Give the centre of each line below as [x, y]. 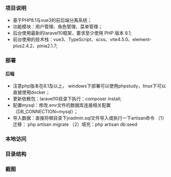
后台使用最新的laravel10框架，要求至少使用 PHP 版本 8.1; [72, 33]
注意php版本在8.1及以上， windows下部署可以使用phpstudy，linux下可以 [89, 86]
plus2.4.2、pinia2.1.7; [35, 46]
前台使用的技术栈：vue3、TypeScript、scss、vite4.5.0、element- [82, 40]
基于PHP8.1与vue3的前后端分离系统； [52, 20]
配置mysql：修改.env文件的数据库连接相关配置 [62, 105]
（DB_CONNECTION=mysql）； [45, 112]
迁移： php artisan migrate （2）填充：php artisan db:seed [75, 125]
